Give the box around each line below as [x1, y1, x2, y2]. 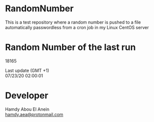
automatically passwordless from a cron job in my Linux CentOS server [5, 24, 149, 30]
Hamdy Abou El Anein [5, 106, 50, 112]
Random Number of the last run [5, 42, 136, 53]
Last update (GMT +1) [5, 67, 49, 73]
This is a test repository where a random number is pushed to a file [5, 19, 141, 25]
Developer [5, 90, 48, 101]
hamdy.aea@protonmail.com [5, 111, 63, 117]
